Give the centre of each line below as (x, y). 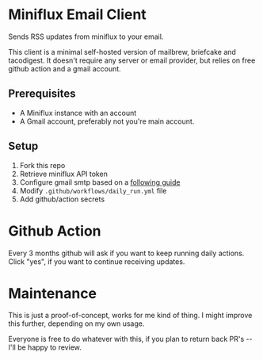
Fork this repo (42, 165)
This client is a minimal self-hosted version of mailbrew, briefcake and (122, 52)
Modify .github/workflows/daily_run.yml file (93, 190)
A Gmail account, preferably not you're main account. (107, 121)
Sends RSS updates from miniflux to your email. (86, 36)
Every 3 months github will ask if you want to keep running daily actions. (126, 253)
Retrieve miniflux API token (64, 174)
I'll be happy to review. (45, 347)
